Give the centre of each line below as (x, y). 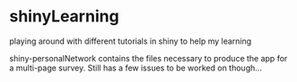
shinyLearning (64, 16)
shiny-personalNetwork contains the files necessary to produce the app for (148, 58)
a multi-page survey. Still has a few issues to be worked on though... (136, 68)
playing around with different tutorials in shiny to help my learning (131, 41)
